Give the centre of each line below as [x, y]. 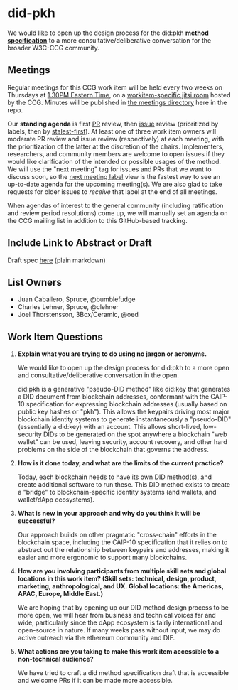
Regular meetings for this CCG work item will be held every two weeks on [115, 87]
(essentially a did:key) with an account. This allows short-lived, [110, 427]
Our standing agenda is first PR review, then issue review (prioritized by [113, 124]
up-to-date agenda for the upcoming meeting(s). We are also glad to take [115, 184]
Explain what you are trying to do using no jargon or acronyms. [112, 354]
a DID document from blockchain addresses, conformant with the [113, 397]
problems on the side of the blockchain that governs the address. [113, 450]
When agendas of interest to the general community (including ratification [115, 205]
